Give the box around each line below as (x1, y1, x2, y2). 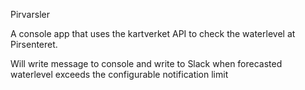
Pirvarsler (10, 9, 50, 20)
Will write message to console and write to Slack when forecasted (10, 58, 283, 69)
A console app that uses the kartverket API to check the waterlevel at (10, 28, 296, 39)
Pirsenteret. (10, 39, 58, 50)
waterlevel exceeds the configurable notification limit (10, 69, 229, 80)
